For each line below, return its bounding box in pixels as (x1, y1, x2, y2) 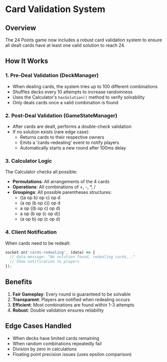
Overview (5, 24, 37, 32)
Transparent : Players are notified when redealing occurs (12, 296, 130, 303)
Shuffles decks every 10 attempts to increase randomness (12, 89, 133, 95)
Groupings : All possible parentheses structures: (12, 189, 112, 195)
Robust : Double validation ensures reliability (12, 307, 104, 313)
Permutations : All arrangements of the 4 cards (12, 179, 110, 185)
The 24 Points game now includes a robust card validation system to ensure (5, 37, 162, 43)
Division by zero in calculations (12, 346, 77, 352)
